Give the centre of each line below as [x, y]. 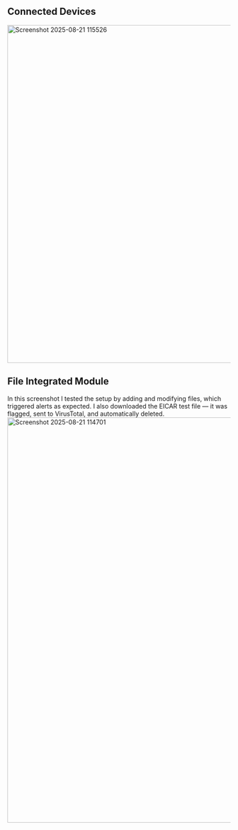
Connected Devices [52, 12]
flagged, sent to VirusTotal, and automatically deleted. [86, 414]
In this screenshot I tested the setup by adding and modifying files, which [114, 398]
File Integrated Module [58, 381]
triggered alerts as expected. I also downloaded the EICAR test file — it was [118, 406]
